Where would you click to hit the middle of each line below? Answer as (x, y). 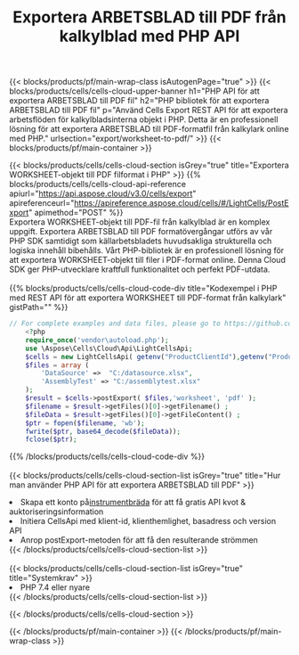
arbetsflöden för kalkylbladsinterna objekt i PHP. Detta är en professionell (144, 119)
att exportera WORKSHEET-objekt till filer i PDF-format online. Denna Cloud (148, 260)
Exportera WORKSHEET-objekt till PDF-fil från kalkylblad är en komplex (140, 222)
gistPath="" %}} (39, 307)
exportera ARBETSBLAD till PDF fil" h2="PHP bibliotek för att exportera (139, 101)
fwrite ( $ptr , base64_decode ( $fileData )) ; (103, 431)
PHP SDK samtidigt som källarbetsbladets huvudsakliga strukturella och (141, 241)
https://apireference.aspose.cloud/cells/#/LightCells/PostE (182, 203)
